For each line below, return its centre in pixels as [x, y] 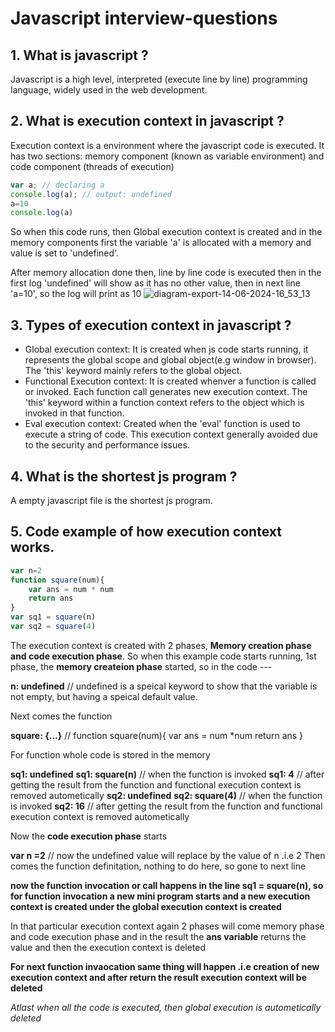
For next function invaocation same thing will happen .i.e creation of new [165, 966]
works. [32, 547]
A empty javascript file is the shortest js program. [111, 500]
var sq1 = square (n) [53, 617]
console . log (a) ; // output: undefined [91, 194]
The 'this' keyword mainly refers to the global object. [133, 371]
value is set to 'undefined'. [65, 253]
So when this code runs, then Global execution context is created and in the [166, 232]
